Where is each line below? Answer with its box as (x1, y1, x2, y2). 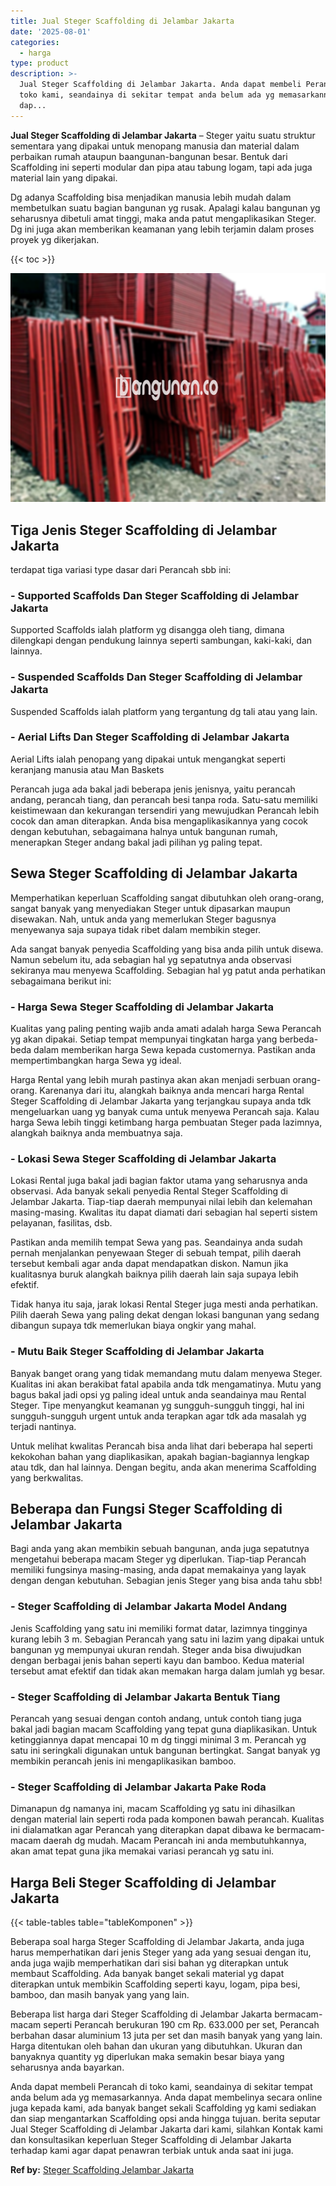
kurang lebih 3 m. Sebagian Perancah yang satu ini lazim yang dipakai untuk (10, 1633, 325, 1645)
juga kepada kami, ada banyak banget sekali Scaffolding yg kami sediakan (10, 2102, 317, 2114)
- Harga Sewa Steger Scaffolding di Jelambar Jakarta (10, 1000, 275, 1014)
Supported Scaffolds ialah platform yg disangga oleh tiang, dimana (10, 624, 285, 636)
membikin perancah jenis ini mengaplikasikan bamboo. (10, 1755, 237, 1767)
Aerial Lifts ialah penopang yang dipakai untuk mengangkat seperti (10, 753, 286, 765)
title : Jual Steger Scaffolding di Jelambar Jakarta (10, 16, 235, 26)
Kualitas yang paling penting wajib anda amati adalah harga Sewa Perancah (10, 1022, 322, 1034)
